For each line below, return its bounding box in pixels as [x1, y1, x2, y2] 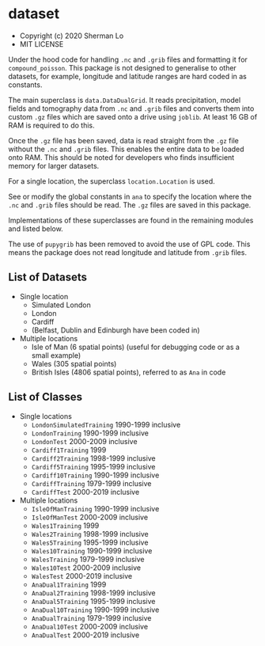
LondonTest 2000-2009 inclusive [31, 436, 138, 446]
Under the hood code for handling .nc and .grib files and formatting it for [8, 55, 248, 64]
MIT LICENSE [19, 39, 64, 48]
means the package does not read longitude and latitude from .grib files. [8, 247, 248, 257]
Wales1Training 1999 [31, 520, 100, 530]
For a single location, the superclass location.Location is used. [8, 176, 215, 186]
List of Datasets [8, 271, 88, 284]
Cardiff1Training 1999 [31, 445, 107, 454]
